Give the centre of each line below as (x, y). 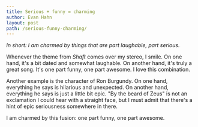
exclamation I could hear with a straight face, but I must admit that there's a (100, 100)
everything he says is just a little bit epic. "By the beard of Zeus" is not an (97, 94)
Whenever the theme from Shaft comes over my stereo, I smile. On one (94, 57)
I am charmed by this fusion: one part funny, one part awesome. (85, 118)
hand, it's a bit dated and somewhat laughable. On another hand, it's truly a (99, 63)
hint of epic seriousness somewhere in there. (62, 106)
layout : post (22, 23)
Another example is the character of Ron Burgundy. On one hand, (87, 81)
